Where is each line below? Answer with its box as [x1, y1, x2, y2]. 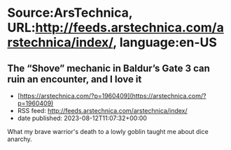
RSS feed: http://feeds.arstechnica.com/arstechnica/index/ [17, 107, 188, 114]
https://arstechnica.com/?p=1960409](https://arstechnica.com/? [20, 92, 206, 100]
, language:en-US [113, 35, 217, 50]
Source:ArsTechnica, [7, 5, 133, 21]
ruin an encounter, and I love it [7, 73, 142, 85]
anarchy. [7, 135, 33, 143]
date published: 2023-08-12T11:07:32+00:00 [17, 114, 147, 122]
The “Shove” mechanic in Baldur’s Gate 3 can [7, 62, 210, 74]
